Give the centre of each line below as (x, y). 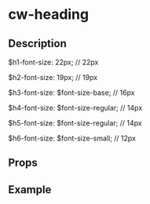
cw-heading (48, 15)
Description (37, 44)
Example (30, 189)
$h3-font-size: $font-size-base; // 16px (71, 93)
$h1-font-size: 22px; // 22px (53, 62)
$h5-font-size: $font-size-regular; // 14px (75, 123)
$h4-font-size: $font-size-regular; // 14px (75, 108)
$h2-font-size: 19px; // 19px (53, 77)
